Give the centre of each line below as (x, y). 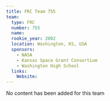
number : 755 (26, 28)
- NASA (24, 55)
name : (18, 33)
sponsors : (23, 50)
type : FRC (23, 22)
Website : (27, 76)
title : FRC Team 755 (31, 11)
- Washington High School (48, 66)
